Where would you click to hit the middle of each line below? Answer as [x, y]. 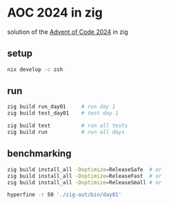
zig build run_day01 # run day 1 [61, 107]
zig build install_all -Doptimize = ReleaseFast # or [84, 176]
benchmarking [39, 154]
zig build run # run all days [66, 133]
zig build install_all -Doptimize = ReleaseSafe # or [84, 169]
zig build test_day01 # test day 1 [63, 113]
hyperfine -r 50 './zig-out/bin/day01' [64, 195]
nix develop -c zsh [35, 69]
